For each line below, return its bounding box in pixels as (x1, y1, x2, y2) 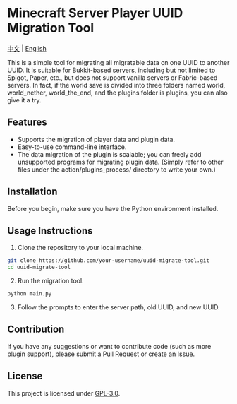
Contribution (7, 323, 65, 335)
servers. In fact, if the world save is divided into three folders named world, (7, 81, 226, 89)
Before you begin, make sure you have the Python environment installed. (7, 204, 219, 213)
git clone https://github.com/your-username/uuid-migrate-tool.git (7, 257, 210, 264)
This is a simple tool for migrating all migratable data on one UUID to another (7, 58, 230, 66)
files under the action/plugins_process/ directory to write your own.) (17, 165, 217, 174)
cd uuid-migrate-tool (7, 263, 71, 271)
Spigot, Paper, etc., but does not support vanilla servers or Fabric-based (7, 73, 218, 82)
